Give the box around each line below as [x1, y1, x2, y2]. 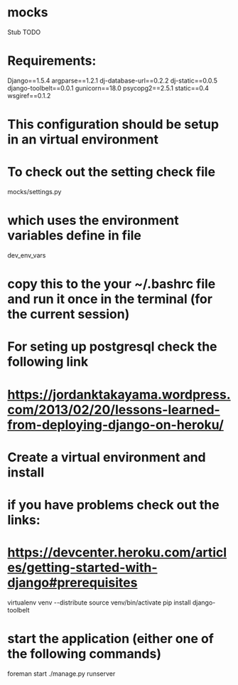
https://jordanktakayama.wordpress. [7, 386, 231, 403]
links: [7, 511, 40, 528]
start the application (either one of [7, 631, 215, 647]
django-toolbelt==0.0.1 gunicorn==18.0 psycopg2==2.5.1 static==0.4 [7, 83, 210, 92]
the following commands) [7, 646, 162, 662]
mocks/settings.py [7, 188, 62, 196]
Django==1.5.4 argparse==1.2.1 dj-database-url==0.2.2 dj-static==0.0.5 [7, 76, 218, 85]
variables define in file [7, 228, 142, 244]
